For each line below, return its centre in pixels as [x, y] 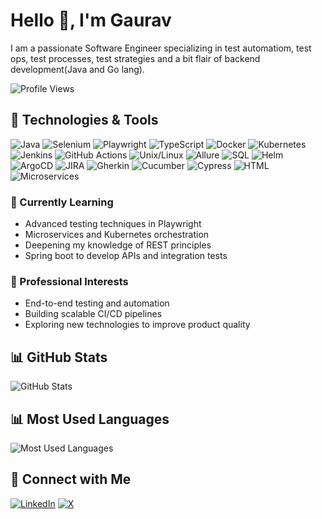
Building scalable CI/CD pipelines [93, 314]
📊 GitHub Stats [59, 357]
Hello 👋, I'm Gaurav [91, 20]
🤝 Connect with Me [71, 479]
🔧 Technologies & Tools [84, 120]
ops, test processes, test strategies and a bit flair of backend [135, 58]
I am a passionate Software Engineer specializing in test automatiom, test [161, 48]
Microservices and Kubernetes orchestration [117, 235]
